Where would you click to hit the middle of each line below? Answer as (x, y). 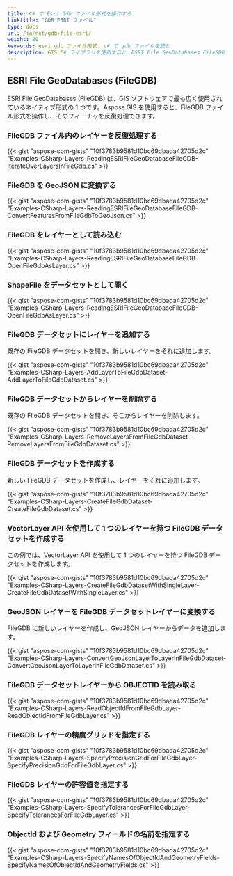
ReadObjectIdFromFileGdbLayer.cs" (58, 715)
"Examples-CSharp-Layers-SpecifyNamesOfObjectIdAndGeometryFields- (114, 857)
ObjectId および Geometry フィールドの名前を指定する (99, 834)
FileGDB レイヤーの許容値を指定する (68, 784)
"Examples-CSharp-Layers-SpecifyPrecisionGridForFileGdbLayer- (102, 758)
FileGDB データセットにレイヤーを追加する (79, 334)
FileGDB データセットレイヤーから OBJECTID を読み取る (102, 685)
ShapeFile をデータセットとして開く (68, 285)
